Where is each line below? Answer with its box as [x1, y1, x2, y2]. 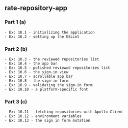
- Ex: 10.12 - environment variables [4, 114, 82, 119]
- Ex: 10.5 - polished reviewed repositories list [4, 65, 110, 70]
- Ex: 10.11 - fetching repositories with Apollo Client [4, 109, 124, 115]
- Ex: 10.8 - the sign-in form [4, 78, 69, 83]
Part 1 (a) [4, 19, 26, 26]
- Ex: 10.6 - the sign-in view [4, 69, 69, 74]
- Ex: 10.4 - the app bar [4, 61, 57, 66]
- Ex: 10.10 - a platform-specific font [4, 87, 89, 92]
